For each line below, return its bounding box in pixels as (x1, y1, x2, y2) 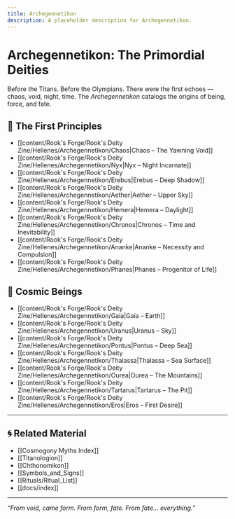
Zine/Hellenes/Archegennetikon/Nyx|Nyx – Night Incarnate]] (17, 161, 192, 169)
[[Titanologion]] (17, 453, 63, 462)
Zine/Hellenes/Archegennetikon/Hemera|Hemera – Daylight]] (17, 206, 194, 214)
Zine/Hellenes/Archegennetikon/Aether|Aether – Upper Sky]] (17, 191, 194, 200)
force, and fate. (7, 99, 52, 109)
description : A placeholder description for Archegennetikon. (7, 17, 192, 24)
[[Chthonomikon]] (17, 461, 69, 469)
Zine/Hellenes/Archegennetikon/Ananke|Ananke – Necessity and (17, 243, 204, 251)
